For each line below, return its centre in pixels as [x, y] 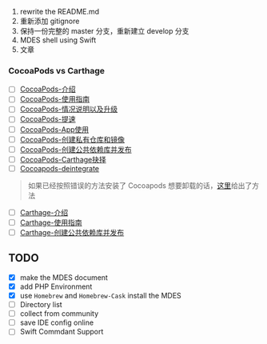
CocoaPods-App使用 [54, 129]
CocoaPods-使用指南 [55, 99]
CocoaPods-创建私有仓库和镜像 [72, 139]
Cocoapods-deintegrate [60, 168]
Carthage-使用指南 [51, 222]
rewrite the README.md [60, 12]
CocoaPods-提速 [48, 119]
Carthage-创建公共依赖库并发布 [72, 232]
